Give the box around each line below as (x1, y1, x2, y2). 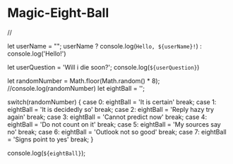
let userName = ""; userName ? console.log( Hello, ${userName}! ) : (7, 42, 203, 50)
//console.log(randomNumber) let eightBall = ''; (7, 84, 145, 92)
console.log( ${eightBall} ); (7, 149, 86, 157)
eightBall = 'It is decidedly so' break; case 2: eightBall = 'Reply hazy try (7, 105, 214, 113)
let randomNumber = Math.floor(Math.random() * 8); (7, 76, 160, 85)
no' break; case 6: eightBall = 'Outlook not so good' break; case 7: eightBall (7, 127, 227, 136)
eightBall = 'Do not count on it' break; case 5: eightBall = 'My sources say (7, 120, 221, 128)
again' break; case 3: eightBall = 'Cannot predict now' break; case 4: (7, 113, 207, 121)
